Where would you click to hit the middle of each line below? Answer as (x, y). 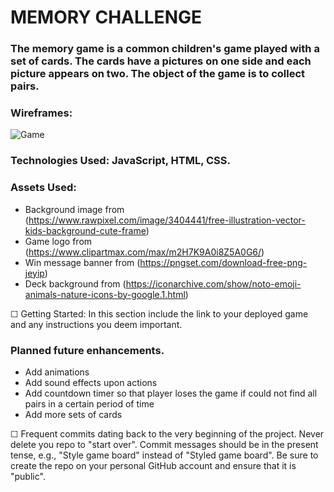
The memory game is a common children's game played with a (165, 49)
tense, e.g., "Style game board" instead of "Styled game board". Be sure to (164, 455)
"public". (28, 476)
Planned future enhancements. (87, 350)
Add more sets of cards (73, 414)
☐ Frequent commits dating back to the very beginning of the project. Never (167, 433)
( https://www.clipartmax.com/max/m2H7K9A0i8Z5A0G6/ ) (144, 252)
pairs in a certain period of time (89, 403)
